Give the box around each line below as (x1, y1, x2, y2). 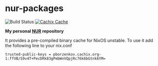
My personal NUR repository (5, 28, 64, 34)
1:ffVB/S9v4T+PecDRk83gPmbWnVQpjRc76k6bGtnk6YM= (5, 56, 106, 61)
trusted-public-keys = (5, 52, 51, 57)
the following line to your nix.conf (5, 42, 72, 48)
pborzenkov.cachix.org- (53, 52, 101, 57)
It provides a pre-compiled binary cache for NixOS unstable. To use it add (5, 37, 154, 43)
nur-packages (5, 3, 64, 14)
